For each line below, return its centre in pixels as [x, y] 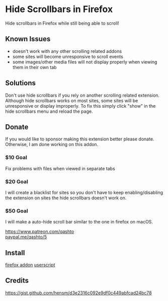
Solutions [21, 83]
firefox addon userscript [30, 265]
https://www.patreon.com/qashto [40, 232]
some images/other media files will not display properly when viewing [85, 62]
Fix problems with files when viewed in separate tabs [60, 168]
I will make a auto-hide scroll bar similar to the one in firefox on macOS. [79, 222]
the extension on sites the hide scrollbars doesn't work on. [66, 198]
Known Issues [28, 39]
